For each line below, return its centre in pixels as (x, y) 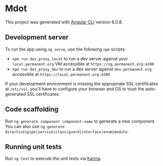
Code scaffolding (32, 110)
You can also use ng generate (35, 126)
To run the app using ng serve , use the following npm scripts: (65, 49)
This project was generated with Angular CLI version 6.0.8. (64, 22)
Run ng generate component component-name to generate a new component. (81, 121)
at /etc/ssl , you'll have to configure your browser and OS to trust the (75, 89)
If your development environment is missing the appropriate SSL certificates (82, 83)
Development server (37, 37)
